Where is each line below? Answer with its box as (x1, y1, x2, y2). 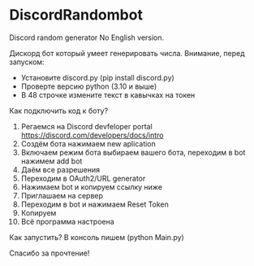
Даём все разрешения (20, 164, 101, 174)
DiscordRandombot (9, 6, 143, 24)
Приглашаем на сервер (20, 190, 104, 200)
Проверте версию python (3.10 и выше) (20, 81, 157, 91)
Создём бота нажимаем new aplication (20, 138, 157, 148)
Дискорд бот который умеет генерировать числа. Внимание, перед (9, 48, 246, 58)
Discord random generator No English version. (9, 33, 165, 42)
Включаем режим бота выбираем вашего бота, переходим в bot (20, 147, 246, 157)
